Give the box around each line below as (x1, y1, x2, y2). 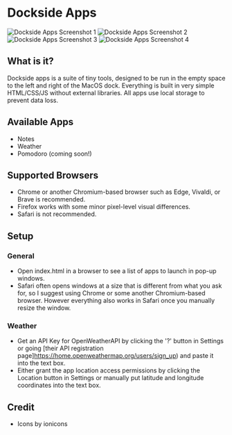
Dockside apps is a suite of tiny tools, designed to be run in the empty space (7, 74, 226, 82)
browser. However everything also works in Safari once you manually (17, 297, 215, 305)
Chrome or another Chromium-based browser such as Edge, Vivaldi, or (17, 188, 221, 196)
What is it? (7, 56, 54, 67)
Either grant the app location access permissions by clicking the (17, 366, 201, 375)
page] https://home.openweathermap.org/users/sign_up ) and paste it (17, 352, 214, 360)
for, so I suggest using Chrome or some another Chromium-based (17, 289, 206, 297)
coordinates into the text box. (17, 381, 102, 390)
